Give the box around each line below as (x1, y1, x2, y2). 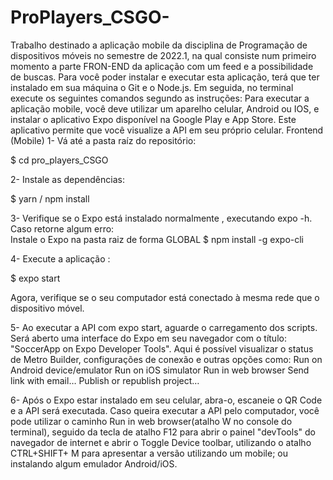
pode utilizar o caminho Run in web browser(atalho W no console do (10, 415, 293, 427)
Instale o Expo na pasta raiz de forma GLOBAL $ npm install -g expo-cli (10, 233, 304, 245)
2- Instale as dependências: (10, 173, 125, 185)
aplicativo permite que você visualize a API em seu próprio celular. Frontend (10, 124, 324, 136)
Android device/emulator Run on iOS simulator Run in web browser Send (10, 364, 310, 376)
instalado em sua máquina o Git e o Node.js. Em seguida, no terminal (10, 81, 294, 93)
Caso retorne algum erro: (10, 222, 115, 235)
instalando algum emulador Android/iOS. (10, 457, 178, 470)
